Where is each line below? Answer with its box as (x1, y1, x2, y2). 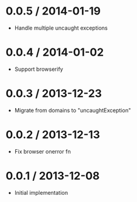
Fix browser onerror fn (14, 148, 71, 155)
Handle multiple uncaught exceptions (14, 24, 108, 31)
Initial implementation (14, 189, 68, 196)
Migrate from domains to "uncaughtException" (14, 106, 132, 114)
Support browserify (14, 65, 64, 73)
